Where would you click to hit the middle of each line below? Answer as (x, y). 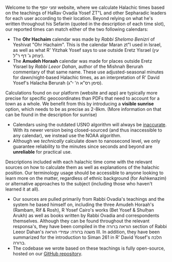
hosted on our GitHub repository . (47, 254)
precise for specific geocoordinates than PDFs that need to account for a (83, 98)
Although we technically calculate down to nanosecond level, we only (87, 141)
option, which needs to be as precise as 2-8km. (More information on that (83, 109)
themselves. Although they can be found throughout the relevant (81, 221)
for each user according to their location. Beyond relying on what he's (79, 18)
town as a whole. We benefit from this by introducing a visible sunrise (80, 104)
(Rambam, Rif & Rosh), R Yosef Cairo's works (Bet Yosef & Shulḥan (83, 210)
